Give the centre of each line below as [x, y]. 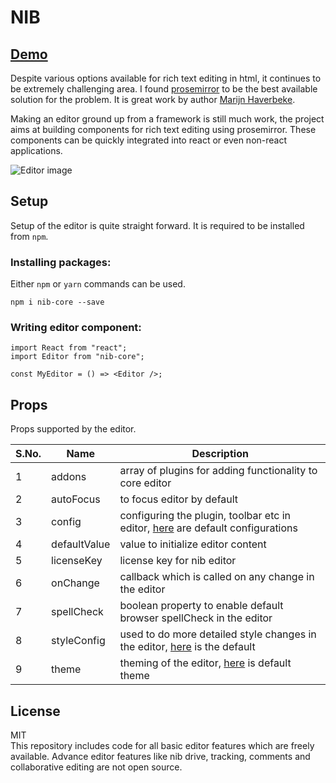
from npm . [29, 236]
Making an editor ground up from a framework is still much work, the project [167, 119]
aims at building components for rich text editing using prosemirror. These [163, 129]
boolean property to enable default [201, 606]
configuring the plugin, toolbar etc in [205, 516]
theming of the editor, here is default [205, 663]
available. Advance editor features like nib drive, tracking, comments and [160, 757]
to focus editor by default [179, 499]
